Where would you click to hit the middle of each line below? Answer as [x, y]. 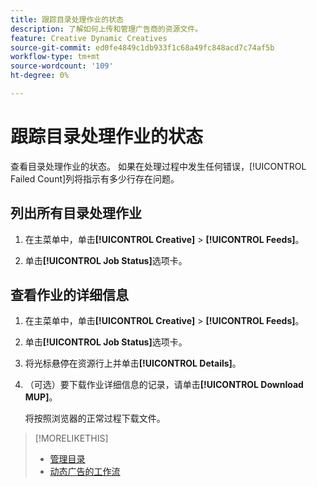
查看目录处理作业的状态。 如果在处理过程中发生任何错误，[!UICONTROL [158, 166]
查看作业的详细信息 [69, 295]
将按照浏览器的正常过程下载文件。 [95, 418]
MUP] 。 [41, 397]
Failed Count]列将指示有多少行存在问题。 [95, 178]
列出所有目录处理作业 [76, 213]
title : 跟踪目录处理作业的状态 [67, 19]
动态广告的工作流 [85, 472]
